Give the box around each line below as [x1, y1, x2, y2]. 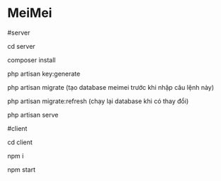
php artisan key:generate [7, 69, 81, 78]
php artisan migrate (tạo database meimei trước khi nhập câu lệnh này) [7, 83, 215, 91]
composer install [7, 55, 56, 64]
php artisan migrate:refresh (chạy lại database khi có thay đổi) [7, 97, 189, 105]
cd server [7, 42, 35, 50]
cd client [7, 138, 33, 146]
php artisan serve [7, 110, 59, 119]
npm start [7, 165, 36, 174]
